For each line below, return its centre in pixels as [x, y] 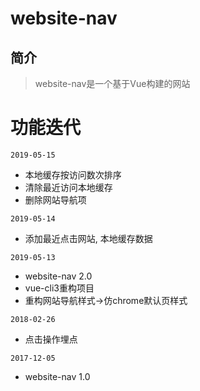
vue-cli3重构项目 [59, 288]
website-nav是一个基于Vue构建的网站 [112, 83]
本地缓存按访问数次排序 [73, 174]
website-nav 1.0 [57, 376]
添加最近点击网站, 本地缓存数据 [88, 238]
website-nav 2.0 [58, 276]
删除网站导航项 [55, 199]
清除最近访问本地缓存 [68, 187]
